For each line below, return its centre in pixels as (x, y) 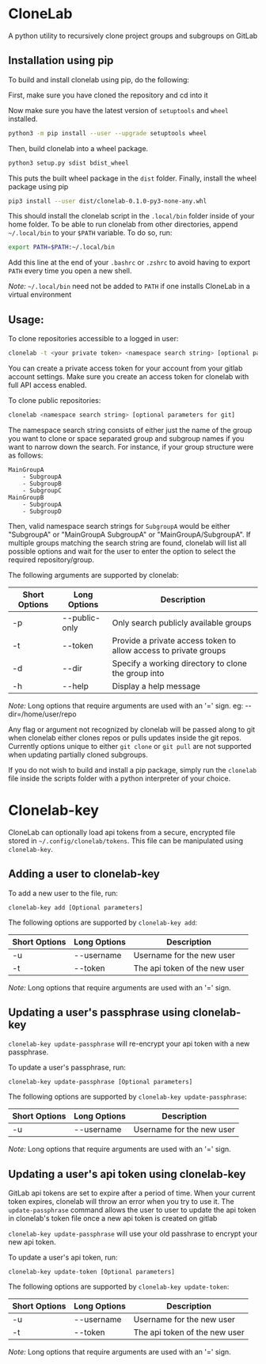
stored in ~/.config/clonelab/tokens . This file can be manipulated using (126, 841)
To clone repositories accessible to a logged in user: (93, 339)
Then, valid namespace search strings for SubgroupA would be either (120, 526)
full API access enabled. (47, 385)
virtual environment (40, 294)
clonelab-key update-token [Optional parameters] (92, 1272)
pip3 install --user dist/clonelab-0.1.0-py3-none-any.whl (108, 201)
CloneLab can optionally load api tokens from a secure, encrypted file (122, 832)
